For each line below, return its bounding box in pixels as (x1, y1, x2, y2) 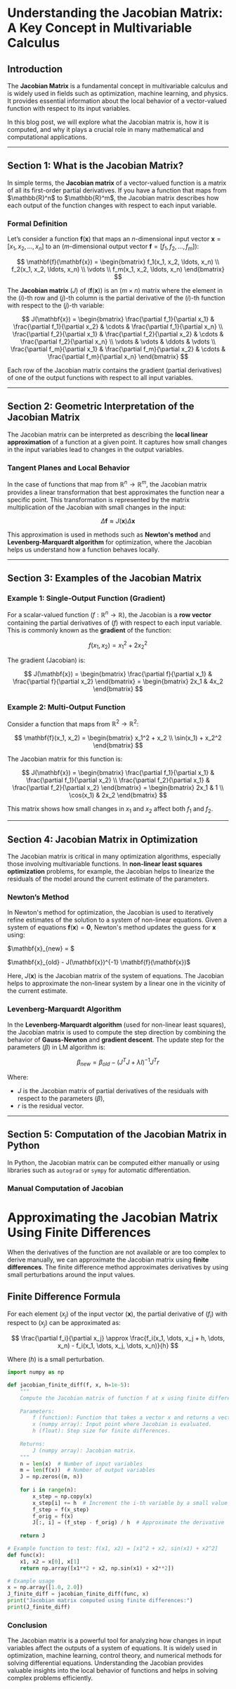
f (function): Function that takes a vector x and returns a (32, 1414, 216, 1422)
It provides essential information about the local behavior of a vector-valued (7, 97, 227, 105)
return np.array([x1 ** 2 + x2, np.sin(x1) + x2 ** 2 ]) (20, 1564, 174, 1572)
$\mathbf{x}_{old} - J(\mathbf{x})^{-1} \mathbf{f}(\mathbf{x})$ (7, 958, 191, 967)
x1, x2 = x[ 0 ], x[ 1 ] (20, 1558, 80, 1565)
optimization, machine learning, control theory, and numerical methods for (7, 1652, 223, 1660)
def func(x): (7, 1551, 46, 1559)
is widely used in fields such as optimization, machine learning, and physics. (7, 90, 228, 97)
